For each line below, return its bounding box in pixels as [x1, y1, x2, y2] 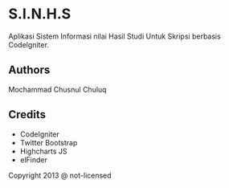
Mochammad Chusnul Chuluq [8, 84, 107, 94]
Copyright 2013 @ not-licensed [8, 170, 112, 180]
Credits [8, 108, 47, 121]
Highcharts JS [19, 146, 67, 156]
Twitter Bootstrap [19, 137, 78, 147]
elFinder [19, 154, 48, 165]
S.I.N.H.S [8, 5, 72, 23]
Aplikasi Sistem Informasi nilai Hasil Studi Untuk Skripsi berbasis [8, 31, 221, 41]
